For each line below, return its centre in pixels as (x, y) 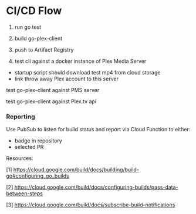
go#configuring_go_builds (38, 176)
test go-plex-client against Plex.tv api (51, 101)
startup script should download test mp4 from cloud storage (87, 72)
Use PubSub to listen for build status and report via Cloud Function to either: (98, 130)
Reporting (21, 117)
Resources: (20, 158)
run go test (28, 27)
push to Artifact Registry (44, 50)
